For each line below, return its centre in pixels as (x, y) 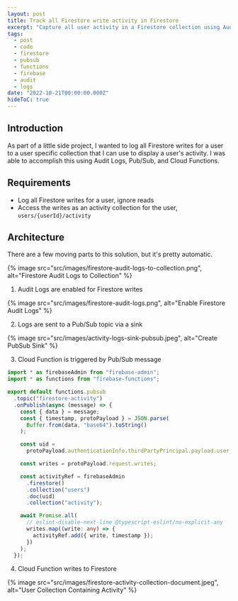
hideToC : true (28, 100)
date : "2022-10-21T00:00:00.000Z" (58, 93)
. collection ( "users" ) (58, 490)
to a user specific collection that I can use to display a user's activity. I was (116, 153)
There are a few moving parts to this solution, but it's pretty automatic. (110, 254)
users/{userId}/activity (54, 216)
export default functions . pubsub (57, 392)
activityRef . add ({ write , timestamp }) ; (93, 535)
